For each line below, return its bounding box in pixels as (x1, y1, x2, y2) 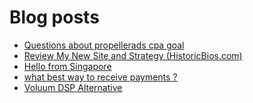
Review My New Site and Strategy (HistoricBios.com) (23, 49, 243, 61)
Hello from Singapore (23, 60, 112, 72)
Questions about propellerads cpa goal (23, 39, 185, 51)
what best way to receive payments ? (23, 71, 178, 83)
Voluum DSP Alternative (23, 81, 123, 93)
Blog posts (9, 6, 100, 29)
